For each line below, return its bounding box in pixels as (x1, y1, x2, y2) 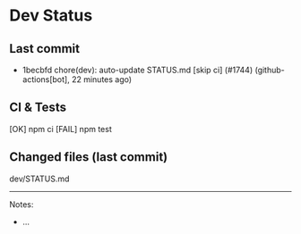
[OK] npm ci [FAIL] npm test (9, 123, 112, 134)
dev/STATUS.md (9, 173, 70, 184)
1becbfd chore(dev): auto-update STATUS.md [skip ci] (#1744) (21, 64, 254, 75)
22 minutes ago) (71, 74, 133, 85)
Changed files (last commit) (9, 149, 168, 165)
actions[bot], (21, 74, 70, 85)
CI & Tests (9, 100, 67, 115)
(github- (254, 64, 285, 75)
